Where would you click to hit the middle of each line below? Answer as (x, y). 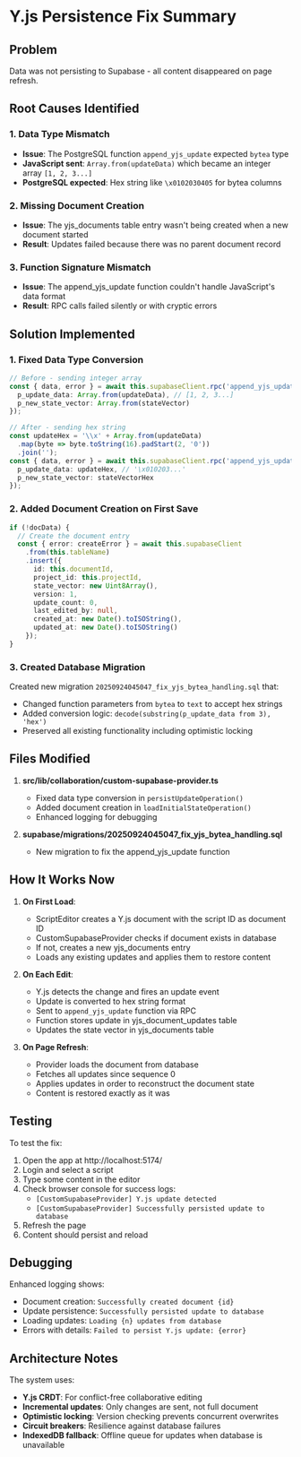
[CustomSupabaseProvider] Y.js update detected (126, 1199)
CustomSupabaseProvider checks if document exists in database (156, 937)
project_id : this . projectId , (87, 577)
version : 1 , (55, 594)
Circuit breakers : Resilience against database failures (121, 1426)
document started (55, 234)
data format (44, 297)
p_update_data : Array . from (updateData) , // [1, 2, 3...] (126, 395)
